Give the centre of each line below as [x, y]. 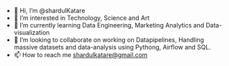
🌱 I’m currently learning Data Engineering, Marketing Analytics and [109, 25]
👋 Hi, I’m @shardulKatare [49, 11]
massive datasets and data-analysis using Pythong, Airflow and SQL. [112, 47]
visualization [32, 32]
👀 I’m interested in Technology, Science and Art [82, 18]
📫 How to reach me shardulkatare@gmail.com [80, 55]
